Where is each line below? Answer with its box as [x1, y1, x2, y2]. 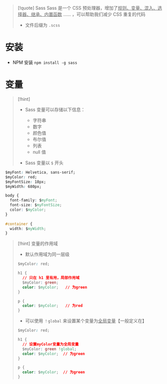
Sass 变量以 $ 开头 [25, 160, 64, 166]
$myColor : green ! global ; [22, 347, 77, 352]
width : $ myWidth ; [10, 226, 46, 231]
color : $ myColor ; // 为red [22, 303, 83, 309]
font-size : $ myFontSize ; [10, 203, 62, 208]
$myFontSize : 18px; [5, 179, 46, 184]
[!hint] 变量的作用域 [17, 241, 58, 247]
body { [5, 193, 19, 198]
